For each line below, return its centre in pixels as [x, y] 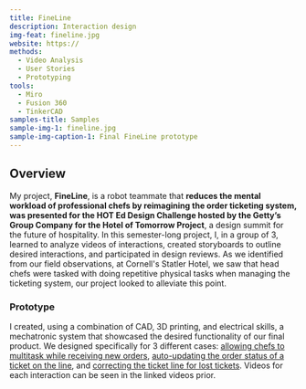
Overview [38, 174]
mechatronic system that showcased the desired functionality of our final [147, 336]
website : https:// [44, 43]
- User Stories [47, 69]
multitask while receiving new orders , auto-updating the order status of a [147, 355]
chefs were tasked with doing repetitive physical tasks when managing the [150, 273]
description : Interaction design [73, 26]
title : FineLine [40, 18]
